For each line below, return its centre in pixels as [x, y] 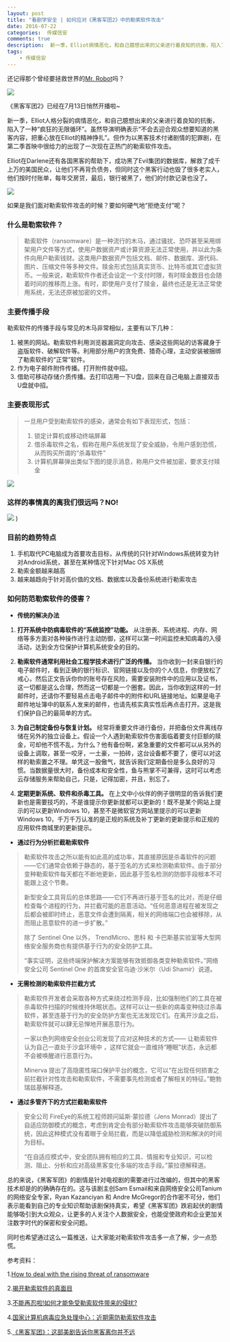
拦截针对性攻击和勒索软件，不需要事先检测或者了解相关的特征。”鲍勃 [126, 1078]
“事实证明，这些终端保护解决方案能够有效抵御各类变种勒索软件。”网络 [121, 960]
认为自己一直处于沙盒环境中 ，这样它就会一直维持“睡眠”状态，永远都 [120, 1047]
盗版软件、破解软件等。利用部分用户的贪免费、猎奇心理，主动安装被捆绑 [119, 351]
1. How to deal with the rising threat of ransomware [78, 1274]
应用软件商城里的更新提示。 [56, 827]
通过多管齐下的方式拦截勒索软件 [62, 1101]
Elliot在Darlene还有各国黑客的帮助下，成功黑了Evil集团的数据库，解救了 [108, 160]
